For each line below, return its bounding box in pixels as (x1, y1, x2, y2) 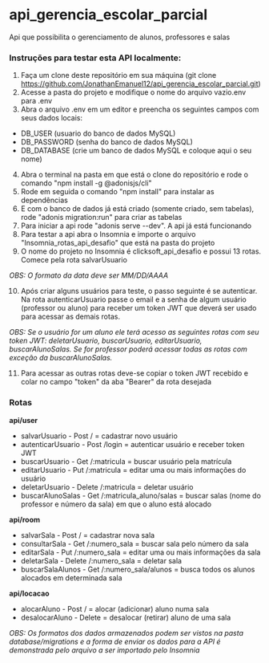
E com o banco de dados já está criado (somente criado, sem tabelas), (20, 204, 255, 214)
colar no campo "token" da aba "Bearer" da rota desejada (20, 377, 211, 387)
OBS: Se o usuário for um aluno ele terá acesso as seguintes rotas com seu (9, 327, 259, 337)
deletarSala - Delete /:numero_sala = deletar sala (20, 555, 183, 565)
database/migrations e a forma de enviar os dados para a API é (9, 637, 221, 646)
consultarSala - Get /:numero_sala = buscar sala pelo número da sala (20, 539, 249, 548)
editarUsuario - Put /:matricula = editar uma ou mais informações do (20, 465, 247, 474)
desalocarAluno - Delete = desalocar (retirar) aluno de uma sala (20, 612, 231, 622)
